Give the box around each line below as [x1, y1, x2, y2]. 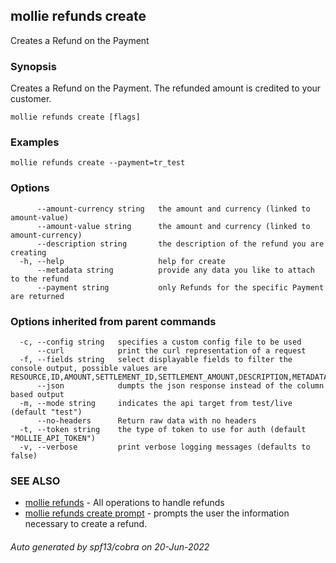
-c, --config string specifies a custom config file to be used [19, 337, 302, 347]
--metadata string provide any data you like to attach [36, 265, 315, 275]
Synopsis [10, 59, 57, 73]
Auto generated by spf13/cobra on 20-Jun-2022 [10, 540, 210, 553]
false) [10, 451, 38, 461]
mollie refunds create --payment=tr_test [10, 158, 186, 168]
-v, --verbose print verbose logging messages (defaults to [19, 442, 311, 452]
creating [10, 247, 47, 258]
